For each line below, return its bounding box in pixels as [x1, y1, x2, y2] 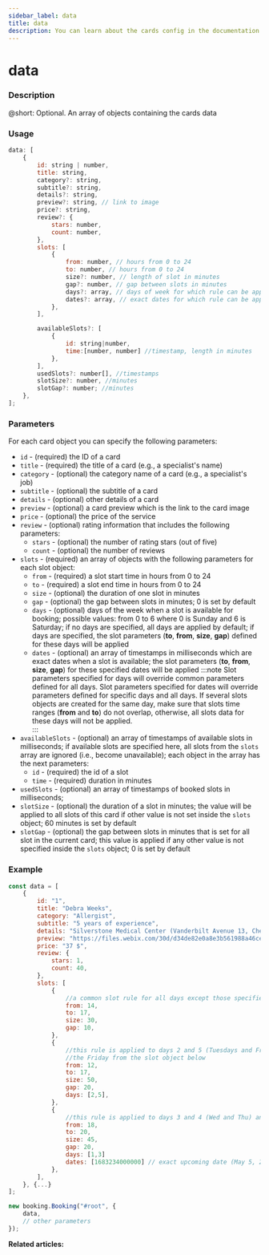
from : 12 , [65, 1061, 98, 1069]
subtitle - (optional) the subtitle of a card [19, 486, 159, 496]
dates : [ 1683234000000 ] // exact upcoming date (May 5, [65, 1158, 256, 1166]
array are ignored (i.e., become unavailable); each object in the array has [19, 751, 260, 760]
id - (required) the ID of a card [19, 452, 121, 462]
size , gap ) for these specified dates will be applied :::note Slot [31, 665, 237, 674]
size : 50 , [65, 1076, 98, 1084]
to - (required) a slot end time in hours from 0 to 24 [31, 580, 202, 589]
